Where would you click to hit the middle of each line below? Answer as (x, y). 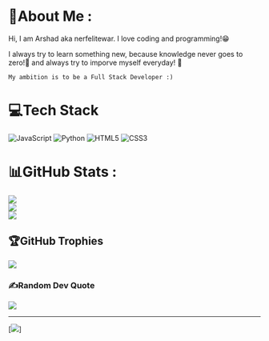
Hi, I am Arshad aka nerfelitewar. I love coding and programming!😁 (119, 38)
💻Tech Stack (54, 110)
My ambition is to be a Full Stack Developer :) (91, 77)
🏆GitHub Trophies (56, 241)
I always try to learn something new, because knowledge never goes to (126, 54)
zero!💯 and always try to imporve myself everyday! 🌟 (95, 62)
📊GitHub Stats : (63, 172)
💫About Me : (50, 16)
